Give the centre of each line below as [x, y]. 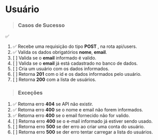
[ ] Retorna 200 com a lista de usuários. [54, 79]
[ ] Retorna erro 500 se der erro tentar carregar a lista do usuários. [83, 132]
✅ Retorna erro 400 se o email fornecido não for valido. [71, 115]
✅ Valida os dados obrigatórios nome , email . [60, 52]
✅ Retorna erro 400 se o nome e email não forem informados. [78, 109]
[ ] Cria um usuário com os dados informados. [61, 69]
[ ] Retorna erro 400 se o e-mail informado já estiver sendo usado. [83, 121]
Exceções [30, 93]
